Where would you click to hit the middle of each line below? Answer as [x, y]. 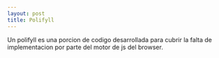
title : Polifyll [31, 20]
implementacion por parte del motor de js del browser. [85, 47]
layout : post [26, 13]
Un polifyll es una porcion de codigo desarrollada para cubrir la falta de [110, 39]
